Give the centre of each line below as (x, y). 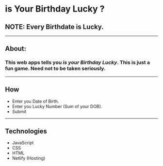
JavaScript (23, 143)
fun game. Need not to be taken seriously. (55, 69)
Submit (19, 111)
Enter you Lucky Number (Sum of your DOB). (57, 106)
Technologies (26, 131)
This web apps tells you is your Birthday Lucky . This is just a (78, 62)
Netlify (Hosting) (29, 158)
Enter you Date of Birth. (35, 101)
